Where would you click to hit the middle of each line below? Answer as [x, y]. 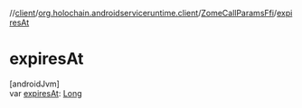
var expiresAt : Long [46, 93]
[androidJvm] [35, 84]
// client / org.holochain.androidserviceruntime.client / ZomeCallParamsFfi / [143, 13]
